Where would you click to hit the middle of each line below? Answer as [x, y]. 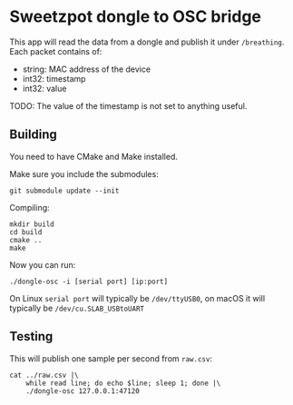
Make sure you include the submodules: [84, 173]
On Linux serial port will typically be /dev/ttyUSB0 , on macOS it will [137, 298]
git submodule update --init [64, 191]
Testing [31, 336]
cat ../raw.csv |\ [44, 375]
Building [33, 135]
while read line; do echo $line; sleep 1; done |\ [123, 383]
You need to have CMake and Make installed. [94, 156]
